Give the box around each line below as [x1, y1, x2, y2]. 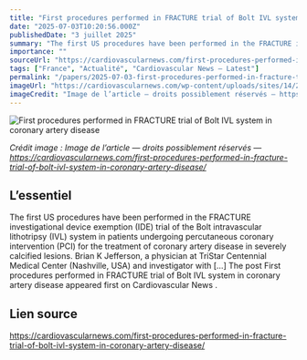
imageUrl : [9, 81, 48, 90]
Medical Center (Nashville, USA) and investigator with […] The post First [9, 261, 281, 272]
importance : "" [9, 47, 68, 57]
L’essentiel [9, 188, 72, 203]
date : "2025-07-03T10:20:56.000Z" [9, 22, 142, 31]
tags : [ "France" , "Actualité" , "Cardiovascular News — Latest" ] [9, 65, 259, 74]
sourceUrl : [9, 56, 51, 65]
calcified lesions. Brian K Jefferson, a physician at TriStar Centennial [9, 251, 267, 262]
